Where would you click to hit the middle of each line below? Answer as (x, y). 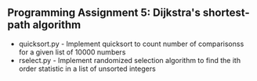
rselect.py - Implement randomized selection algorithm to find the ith (129, 60)
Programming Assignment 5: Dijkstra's (104, 13)
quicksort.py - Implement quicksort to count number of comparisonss (131, 44)
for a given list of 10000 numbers (72, 52)
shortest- (226, 13)
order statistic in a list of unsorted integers (87, 69)
